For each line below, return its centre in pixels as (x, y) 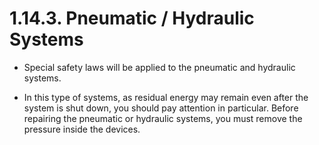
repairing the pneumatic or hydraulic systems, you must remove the (163, 118)
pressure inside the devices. (82, 129)
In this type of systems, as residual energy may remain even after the (166, 97)
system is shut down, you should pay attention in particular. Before (161, 108)
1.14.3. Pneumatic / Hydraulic (132, 18)
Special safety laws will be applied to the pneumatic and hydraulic (159, 67)
